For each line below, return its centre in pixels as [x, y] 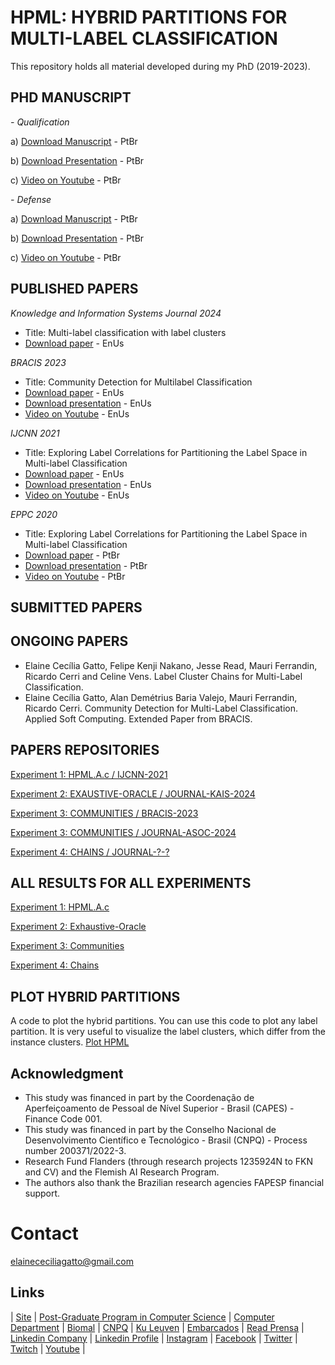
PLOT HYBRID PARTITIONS [95, 996]
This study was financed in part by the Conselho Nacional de [150, 1130]
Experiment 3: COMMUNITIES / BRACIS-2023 [104, 813]
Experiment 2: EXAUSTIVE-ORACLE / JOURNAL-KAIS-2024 [133, 793]
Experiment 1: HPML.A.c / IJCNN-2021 [89, 774]
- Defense [31, 199]
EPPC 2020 [34, 514]
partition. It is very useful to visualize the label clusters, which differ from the [168, 1032]
